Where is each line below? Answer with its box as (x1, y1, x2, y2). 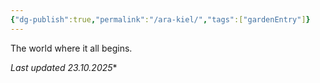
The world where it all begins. (10, 42, 133, 54)
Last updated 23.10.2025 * (10, 61, 118, 73)
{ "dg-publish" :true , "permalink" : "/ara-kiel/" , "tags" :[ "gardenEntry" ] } (10, 14, 311, 25)
